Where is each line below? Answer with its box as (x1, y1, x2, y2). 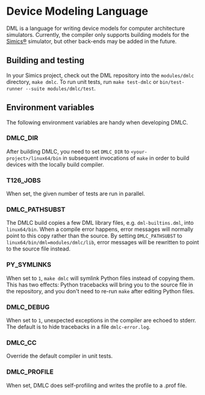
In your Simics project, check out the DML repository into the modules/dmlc (6, 72, 195, 79)
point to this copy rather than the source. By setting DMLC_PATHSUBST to (6, 232, 182, 239)
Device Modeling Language (6, 4, 149, 18)
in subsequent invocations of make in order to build (62, 154, 190, 162)
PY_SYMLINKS (6, 260, 51, 269)
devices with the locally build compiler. (6, 160, 104, 168)
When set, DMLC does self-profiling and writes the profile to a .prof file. (6, 382, 187, 389)
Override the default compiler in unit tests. (6, 352, 113, 359)
